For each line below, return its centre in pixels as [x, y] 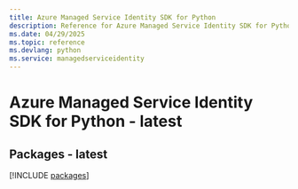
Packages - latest [59, 154]
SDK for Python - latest [96, 122]
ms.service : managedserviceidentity [77, 59]
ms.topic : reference [47, 42]
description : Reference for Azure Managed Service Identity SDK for [138, 26]
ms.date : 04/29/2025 [47, 34]
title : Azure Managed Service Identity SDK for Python [113, 17]
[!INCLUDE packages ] [49, 175]
